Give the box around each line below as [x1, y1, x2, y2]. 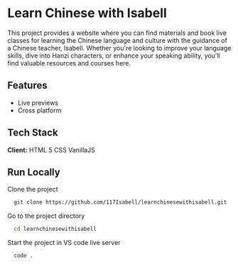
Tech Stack [7, 127, 58, 139]
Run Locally [7, 166, 60, 178]
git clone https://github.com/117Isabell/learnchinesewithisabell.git [13, 199, 227, 206]
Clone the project [7, 185, 58, 194]
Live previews [17, 98, 59, 107]
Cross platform [17, 105, 62, 115]
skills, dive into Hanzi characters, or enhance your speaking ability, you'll [7, 51, 220, 60]
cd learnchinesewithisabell [13, 226, 97, 233]
